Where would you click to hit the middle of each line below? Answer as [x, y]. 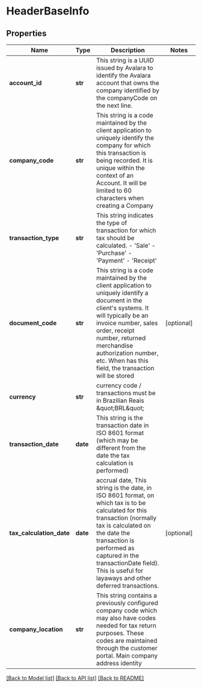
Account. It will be [121, 183]
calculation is [115, 463]
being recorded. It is [124, 160]
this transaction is [121, 153]
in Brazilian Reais [120, 400]
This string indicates [125, 215]
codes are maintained [127, 641]
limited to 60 [114, 191]
